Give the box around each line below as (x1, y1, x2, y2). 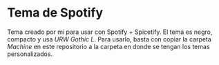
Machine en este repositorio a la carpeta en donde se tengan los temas (7, 42, 210, 50)
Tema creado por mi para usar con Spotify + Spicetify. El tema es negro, (7, 28, 213, 36)
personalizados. (7, 50, 53, 58)
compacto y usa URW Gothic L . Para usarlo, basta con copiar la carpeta (7, 35, 212, 43)
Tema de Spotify (7, 5, 104, 21)
